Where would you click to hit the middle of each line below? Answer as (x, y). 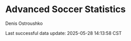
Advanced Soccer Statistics (65, 9)
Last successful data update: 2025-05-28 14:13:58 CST (63, 33)
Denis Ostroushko (24, 23)
